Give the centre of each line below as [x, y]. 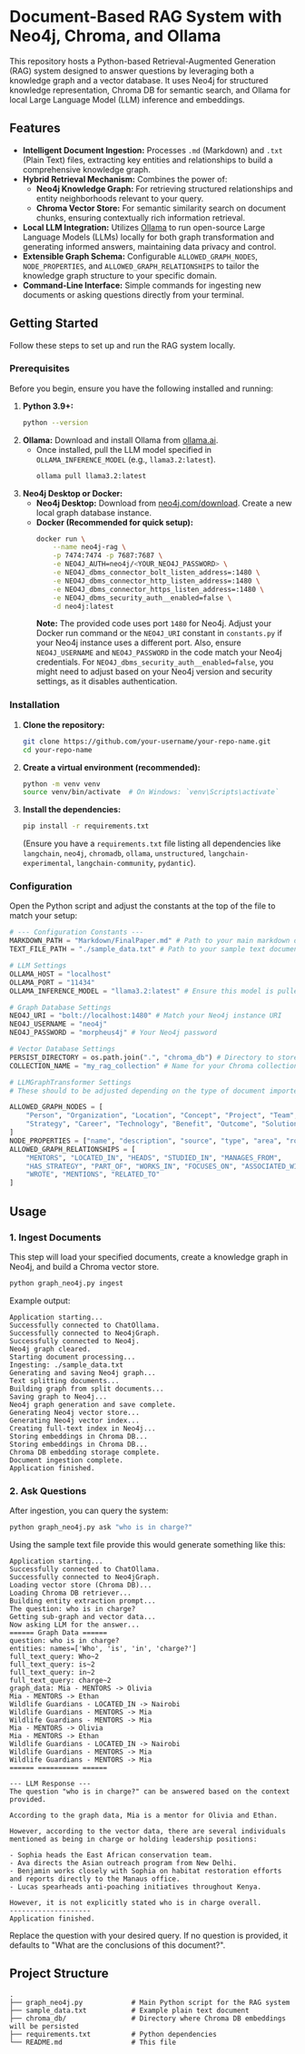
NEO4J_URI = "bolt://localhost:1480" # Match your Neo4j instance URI [146, 1016]
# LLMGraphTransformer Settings [70, 1082]
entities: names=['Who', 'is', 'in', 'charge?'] [103, 1648]
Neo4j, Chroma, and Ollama [115, 36]
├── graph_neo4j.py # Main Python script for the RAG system [150, 2002]
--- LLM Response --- [50, 1784]
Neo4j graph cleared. [50, 1349]
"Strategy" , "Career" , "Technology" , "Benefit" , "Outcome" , [142, 1124]
